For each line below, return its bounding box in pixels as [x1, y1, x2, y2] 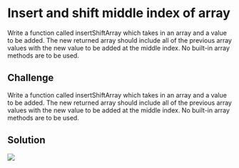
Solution [7, 134, 46, 147]
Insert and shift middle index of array [7, 5, 230, 21]
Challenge [7, 72, 54, 84]
